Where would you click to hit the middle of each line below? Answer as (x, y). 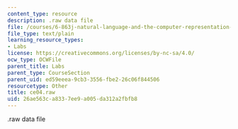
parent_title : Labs (36, 66)
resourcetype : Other (38, 86)
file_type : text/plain (41, 33)
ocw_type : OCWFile (34, 60)
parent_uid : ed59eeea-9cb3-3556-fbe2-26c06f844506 (84, 79)
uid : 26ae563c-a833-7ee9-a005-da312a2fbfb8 (73, 99)
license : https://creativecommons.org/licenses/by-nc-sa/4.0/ (101, 54)
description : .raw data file (50, 20)
